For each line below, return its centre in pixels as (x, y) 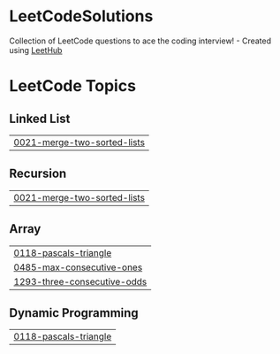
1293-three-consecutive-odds (80, 281)
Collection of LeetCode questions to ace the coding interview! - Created (140, 41)
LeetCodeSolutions (81, 16)
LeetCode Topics (73, 86)
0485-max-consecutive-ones (78, 267)
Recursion (38, 174)
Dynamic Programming (74, 313)
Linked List (40, 118)
